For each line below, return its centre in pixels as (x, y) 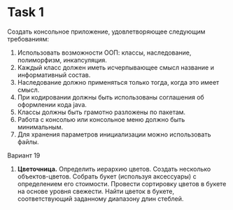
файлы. (28, 141)
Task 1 (26, 12)
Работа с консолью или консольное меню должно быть (101, 119)
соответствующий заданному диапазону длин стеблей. (100, 198)
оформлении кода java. (52, 104)
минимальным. (40, 127)
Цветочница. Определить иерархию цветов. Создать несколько (114, 169)
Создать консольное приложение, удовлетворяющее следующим (106, 31)
